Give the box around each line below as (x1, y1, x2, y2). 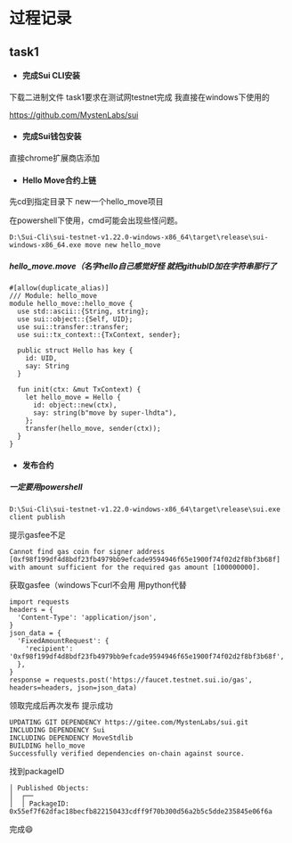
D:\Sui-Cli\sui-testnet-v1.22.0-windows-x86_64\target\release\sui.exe (9, 505, 280, 514)
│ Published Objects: (9, 783, 90, 792)
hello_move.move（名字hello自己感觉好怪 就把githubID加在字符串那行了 (9, 260, 278, 271)
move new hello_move (85, 241, 162, 250)
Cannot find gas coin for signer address (9, 547, 166, 556)
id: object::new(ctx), (32, 401, 118, 410)
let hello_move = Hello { (25, 393, 122, 402)
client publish (9, 512, 66, 522)
